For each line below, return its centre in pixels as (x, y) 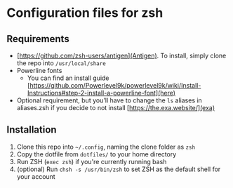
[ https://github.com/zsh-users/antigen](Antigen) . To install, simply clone (121, 55)
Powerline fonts (39, 70)
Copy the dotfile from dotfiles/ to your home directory (96, 154)
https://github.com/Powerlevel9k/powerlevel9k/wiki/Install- (115, 85)
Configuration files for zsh (85, 13)
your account (36, 176)
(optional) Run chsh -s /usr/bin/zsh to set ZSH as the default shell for (119, 169)
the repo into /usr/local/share (61, 63)
